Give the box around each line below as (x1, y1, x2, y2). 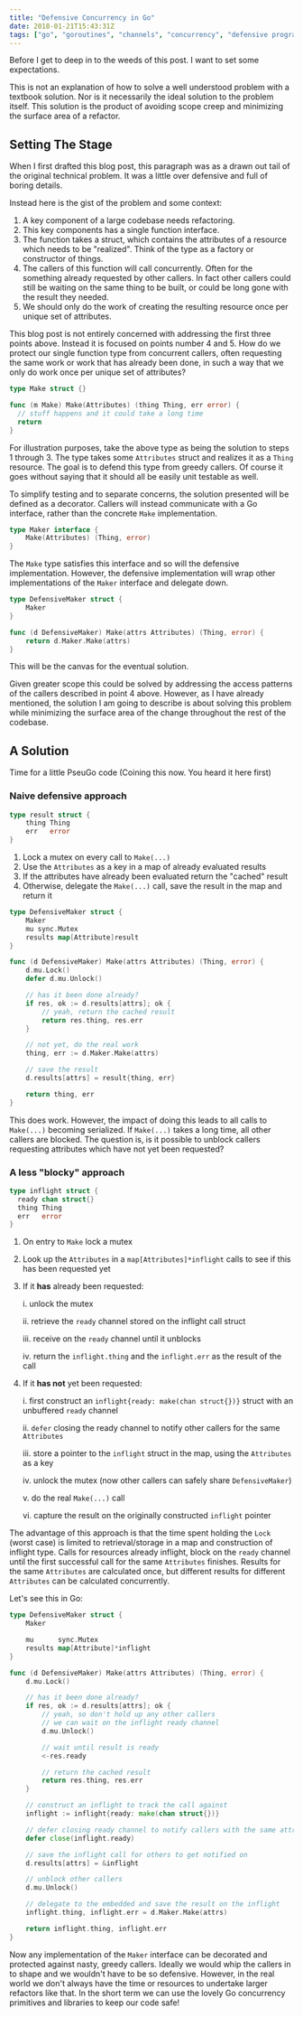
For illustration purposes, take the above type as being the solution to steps (9, 442, 290, 453)
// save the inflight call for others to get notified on (25, 1850, 248, 1859)
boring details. (9, 180, 63, 191)
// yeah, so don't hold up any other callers (41, 1710, 216, 1719)
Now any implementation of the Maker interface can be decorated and (9, 1948, 268, 1960)
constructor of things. (22, 254, 104, 265)
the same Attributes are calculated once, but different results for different (9, 1566, 286, 1577)
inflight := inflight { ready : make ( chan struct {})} (25, 1809, 220, 1818)
